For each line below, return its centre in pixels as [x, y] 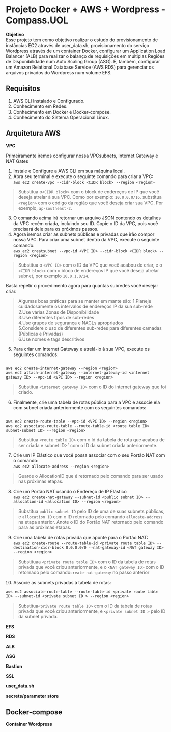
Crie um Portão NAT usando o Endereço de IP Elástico [70, 491]
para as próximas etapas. [45, 527]
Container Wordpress [29, 724]
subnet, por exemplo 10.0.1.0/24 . [54, 276]
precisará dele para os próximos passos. [56, 229]
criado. [26, 392]
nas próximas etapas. [41, 481]
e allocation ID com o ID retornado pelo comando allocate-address [90, 516]
